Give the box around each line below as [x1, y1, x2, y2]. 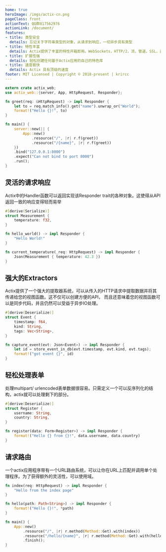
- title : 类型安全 [5, 35, 41, 40]
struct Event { [5, 315, 37, 320]
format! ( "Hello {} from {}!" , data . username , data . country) [14, 433, 140, 438]
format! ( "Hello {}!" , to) [14, 108, 68, 113]
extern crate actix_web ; [5, 85, 56, 90]
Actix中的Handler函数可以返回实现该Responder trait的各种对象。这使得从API [5, 192, 161, 199]
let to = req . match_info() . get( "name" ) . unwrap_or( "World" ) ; [14, 104, 140, 109]
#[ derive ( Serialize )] [5, 208, 50, 213]
